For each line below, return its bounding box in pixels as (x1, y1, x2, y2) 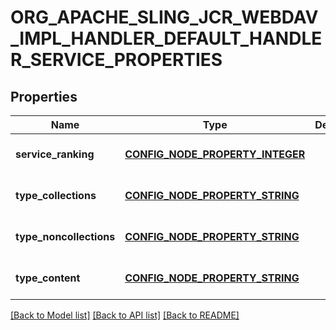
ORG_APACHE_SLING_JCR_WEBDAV (10, 6, 319, 29)
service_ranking (15, 147, 95, 161)
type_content (15, 271, 81, 285)
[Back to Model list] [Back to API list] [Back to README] (10, 309, 240, 321)
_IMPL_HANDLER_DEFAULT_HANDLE (10, 27, 323, 50)
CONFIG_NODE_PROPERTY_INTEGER (124, 147, 306, 161)
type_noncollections (15, 230, 116, 243)
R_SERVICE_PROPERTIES (10, 49, 223, 71)
